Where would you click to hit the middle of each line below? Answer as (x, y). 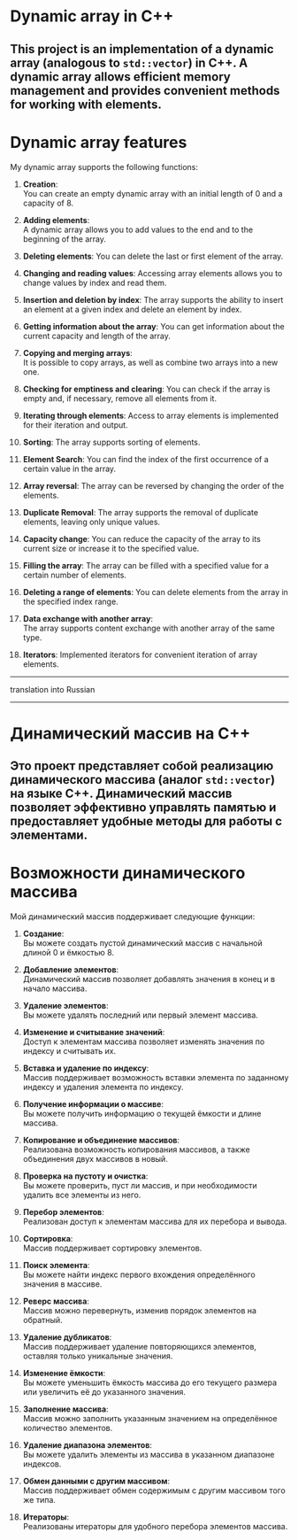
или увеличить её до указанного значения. (104, 1392)
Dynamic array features (99, 142)
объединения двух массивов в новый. (96, 1159)
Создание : (43, 934)
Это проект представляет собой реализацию (142, 766)
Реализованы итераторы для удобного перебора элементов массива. (155, 1527)
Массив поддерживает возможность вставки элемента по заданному (156, 1078)
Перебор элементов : (63, 1212)
